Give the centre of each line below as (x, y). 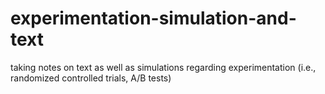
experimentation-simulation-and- (153, 18)
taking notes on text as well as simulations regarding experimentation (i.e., (163, 67)
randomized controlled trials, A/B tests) (91, 78)
